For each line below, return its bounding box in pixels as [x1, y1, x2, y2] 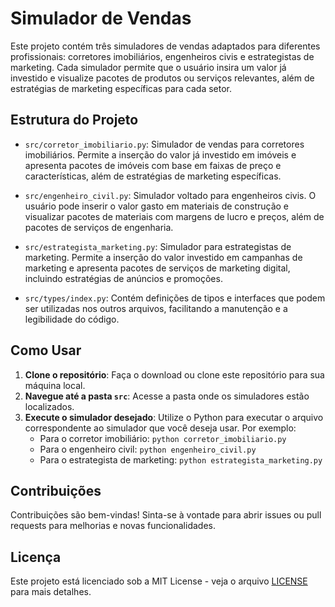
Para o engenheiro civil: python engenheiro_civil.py [39, 443, 257, 455]
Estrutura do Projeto [10, 112, 139, 129]
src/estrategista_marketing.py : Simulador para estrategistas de [24, 240, 292, 252]
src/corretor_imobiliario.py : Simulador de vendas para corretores [24, 138, 305, 150]
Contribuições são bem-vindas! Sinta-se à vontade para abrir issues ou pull [10, 509, 322, 521]
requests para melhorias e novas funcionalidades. [10, 520, 216, 532]
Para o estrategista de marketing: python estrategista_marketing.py [39, 453, 323, 466]
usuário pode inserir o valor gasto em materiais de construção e [24, 200, 290, 212]
